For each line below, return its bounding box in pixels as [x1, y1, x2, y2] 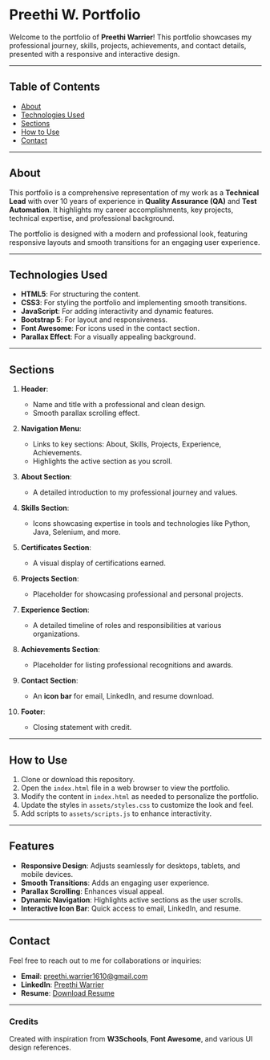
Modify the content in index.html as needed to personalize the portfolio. [20, 792, 260, 801]
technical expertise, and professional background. [9, 213, 175, 222]
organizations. [32, 629, 80, 639]
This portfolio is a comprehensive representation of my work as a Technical [9, 187, 260, 198]
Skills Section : [20, 503, 70, 513]
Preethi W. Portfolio [9, 6, 141, 24]
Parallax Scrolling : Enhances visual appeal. [20, 886, 165, 896]
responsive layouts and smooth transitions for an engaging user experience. [9, 237, 260, 247]
